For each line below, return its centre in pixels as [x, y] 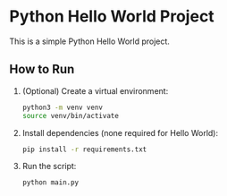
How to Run [42, 69]
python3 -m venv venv [63, 107]
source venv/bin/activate [70, 115]
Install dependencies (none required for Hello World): [120, 132]
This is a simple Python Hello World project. [89, 41]
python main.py [50, 183]
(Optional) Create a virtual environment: [95, 90]
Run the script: [49, 166]
